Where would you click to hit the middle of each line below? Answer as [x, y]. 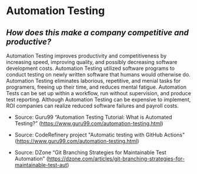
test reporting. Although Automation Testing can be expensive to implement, [98, 99]
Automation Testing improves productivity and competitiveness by [86, 56]
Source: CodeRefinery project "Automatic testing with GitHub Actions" [100, 135]
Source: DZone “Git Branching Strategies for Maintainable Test [90, 152]
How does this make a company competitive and [98, 33]
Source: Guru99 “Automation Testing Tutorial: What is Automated [93, 117]
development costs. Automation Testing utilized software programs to [91, 68]
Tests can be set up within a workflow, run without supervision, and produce [98, 93]
